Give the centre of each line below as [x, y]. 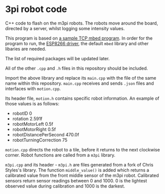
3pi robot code [36, 9]
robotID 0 [22, 113]
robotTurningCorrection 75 [40, 140]
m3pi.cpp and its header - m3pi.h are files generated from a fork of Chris [79, 164]
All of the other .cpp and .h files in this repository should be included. [77, 68]
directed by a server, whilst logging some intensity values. [65, 28]
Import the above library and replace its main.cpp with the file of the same [81, 78]
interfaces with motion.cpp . [33, 88]
